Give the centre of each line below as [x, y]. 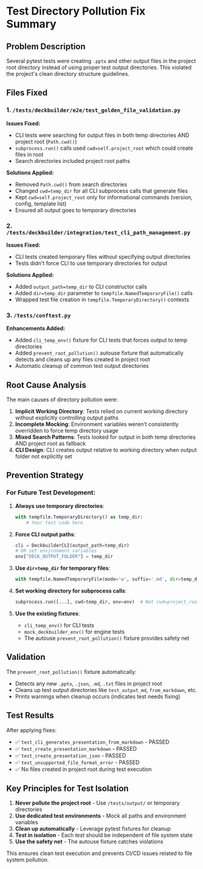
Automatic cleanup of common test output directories [82, 366]
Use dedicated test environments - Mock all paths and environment [101, 816]
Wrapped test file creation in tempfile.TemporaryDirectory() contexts [102, 299]
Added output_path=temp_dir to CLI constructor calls [81, 287]
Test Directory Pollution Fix [76, 11]
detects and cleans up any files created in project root [82, 359]
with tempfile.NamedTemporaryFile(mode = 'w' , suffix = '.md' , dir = [98, 579]
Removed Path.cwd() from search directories [71, 184]
